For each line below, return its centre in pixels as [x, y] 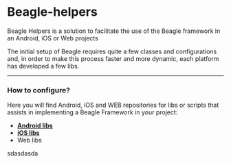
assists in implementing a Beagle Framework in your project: [92, 112]
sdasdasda [23, 153]
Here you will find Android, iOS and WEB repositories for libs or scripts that [113, 105]
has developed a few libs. [43, 66]
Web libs [30, 140]
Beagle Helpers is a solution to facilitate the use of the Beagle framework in [114, 31]
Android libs [35, 126]
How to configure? [39, 90]
